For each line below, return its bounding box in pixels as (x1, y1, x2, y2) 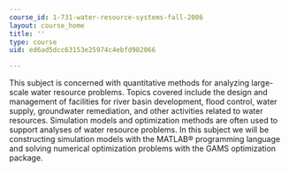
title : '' (9, 29, 46, 38)
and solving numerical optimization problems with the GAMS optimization (9, 143, 277, 154)
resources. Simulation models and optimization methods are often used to (9, 116, 278, 126)
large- (251, 78, 274, 88)
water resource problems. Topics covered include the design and (30, 87, 268, 98)
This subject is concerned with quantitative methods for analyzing (9, 78, 250, 88)
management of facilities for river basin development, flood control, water (9, 96, 278, 107)
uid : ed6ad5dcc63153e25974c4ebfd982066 (9, 46, 156, 55)
